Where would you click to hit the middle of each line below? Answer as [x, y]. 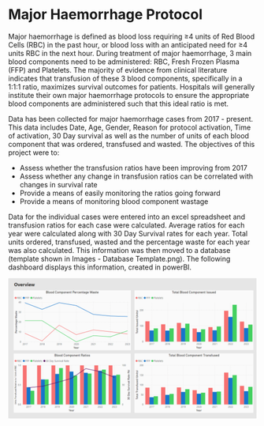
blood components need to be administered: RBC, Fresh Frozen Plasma [124, 62]
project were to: [34, 153]
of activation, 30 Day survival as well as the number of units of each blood [129, 135]
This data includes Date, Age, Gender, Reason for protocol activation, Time [130, 127]
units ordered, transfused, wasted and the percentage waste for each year [129, 242]
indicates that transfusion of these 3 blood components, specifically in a [125, 78]
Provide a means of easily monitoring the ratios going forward [120, 193]
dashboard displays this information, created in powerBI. [100, 267]
